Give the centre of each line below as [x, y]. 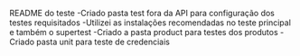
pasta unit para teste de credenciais [103, 42]
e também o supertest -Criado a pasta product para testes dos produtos [144, 32]
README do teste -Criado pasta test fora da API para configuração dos [142, 13]
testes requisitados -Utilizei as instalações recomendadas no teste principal [150, 23]
